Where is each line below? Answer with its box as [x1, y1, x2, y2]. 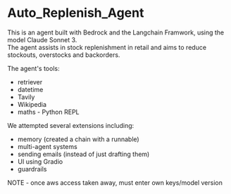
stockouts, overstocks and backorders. [7, 51, 120, 59]
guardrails [17, 164, 47, 173]
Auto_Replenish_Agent [7, 5, 144, 21]
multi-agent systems [17, 142, 77, 150]
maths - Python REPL [17, 108, 80, 116]
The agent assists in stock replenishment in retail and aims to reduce [7, 43, 206, 51]
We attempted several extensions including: [7, 121, 135, 129]
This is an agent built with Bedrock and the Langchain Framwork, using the [7, 28, 225, 37]
